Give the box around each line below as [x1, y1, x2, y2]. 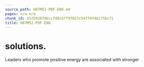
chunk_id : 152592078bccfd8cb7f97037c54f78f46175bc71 [5, 16, 114, 21]
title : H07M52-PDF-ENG [5, 20, 51, 25]
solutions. [5, 41, 47, 52]
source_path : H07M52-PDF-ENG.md [5, 7, 70, 12]
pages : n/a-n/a [5, 11, 36, 16]
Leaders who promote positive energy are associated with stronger [5, 57, 139, 63]
